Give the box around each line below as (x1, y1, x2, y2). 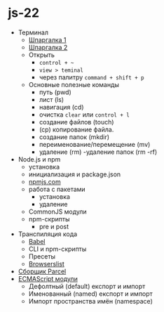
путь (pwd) (39, 88, 72, 96)
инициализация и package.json (28, 170, 121, 178)
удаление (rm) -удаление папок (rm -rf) (39, 148, 158, 156)
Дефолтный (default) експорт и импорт (28, 282, 146, 290)
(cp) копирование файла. (39, 125, 114, 134)
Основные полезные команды (28, 80, 120, 89)
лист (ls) (39, 95, 64, 103)
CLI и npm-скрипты (28, 245, 87, 253)
